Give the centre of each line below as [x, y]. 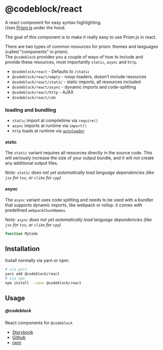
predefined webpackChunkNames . [36, 210]
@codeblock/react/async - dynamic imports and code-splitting [74, 87]
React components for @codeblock [39, 323]
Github [19, 337]
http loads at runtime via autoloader [48, 131]
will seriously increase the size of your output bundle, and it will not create [80, 158]
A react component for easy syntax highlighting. [53, 22]
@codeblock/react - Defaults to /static [51, 71]
